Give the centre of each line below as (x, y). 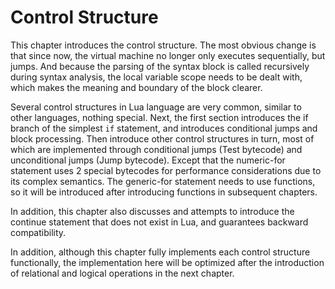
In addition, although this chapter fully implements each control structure (160, 252)
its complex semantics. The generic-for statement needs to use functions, (163, 181)
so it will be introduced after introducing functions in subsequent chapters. (164, 192)
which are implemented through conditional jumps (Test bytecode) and (156, 149)
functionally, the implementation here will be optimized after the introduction (167, 262)
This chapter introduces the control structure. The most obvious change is (163, 45)
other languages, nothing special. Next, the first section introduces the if (159, 117)
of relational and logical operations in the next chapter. (122, 273)
